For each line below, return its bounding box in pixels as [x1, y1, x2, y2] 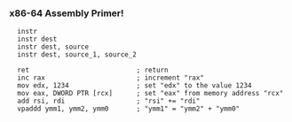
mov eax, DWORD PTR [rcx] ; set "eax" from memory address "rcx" [17, 89, 284, 98]
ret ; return [17, 65, 169, 75]
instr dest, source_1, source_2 [17, 50, 138, 59]
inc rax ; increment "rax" [17, 73, 204, 82]
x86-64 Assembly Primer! [9, 7, 124, 19]
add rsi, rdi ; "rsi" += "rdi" [17, 96, 201, 106]
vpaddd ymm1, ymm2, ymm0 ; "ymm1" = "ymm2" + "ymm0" [17, 104, 241, 113]
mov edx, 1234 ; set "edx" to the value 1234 [17, 81, 252, 90]
